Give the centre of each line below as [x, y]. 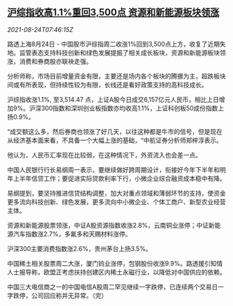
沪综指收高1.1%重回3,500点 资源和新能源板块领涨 [113, 12]
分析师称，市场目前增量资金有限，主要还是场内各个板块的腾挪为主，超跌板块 [116, 76]
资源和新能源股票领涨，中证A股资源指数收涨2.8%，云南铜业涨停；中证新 [111, 225]
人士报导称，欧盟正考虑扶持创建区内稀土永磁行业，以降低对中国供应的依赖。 [116, 272]
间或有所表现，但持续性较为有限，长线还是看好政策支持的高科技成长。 [107, 85]
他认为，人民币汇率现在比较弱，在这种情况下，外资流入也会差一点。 [104, 155]
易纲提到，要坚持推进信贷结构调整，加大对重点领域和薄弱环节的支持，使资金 [116, 193]
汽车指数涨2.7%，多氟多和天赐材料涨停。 [72, 234]
